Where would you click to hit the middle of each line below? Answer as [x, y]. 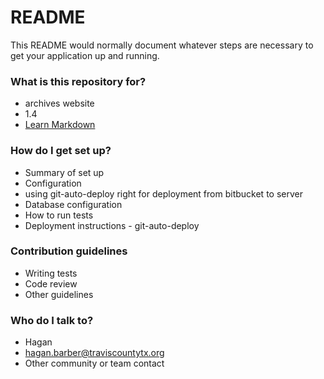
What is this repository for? [78, 81]
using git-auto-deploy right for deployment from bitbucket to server [163, 193]
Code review [51, 283]
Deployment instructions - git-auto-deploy [112, 225]
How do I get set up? [61, 151]
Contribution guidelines [69, 251]
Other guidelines [59, 294]
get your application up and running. [85, 55]
